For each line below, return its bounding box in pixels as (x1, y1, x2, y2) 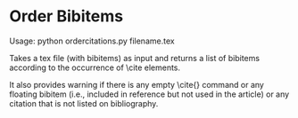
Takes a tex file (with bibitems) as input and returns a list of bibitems (9, 52, 261, 63)
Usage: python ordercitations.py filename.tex (9, 35, 176, 46)
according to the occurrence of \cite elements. (9, 62, 181, 73)
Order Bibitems (9, 6, 123, 27)
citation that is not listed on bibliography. (9, 98, 159, 108)
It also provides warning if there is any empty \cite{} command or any (9, 79, 265, 90)
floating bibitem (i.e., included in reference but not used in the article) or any (9, 89, 290, 99)
